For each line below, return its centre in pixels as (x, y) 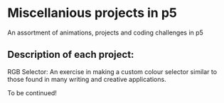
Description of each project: (71, 55)
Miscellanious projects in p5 (92, 13)
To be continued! (32, 92)
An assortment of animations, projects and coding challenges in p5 (106, 32)
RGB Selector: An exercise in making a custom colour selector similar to (112, 71)
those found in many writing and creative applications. (87, 79)
